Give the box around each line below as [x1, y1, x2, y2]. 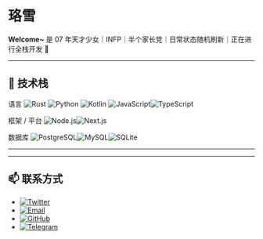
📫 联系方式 [8, 172, 63, 186]
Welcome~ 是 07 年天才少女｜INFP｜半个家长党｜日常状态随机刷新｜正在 [8, 34, 245, 44]
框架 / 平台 [8, 115, 42, 125]
